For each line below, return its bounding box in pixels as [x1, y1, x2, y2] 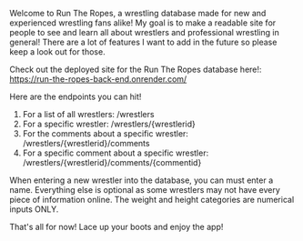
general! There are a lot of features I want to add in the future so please [9, 36, 278, 47]
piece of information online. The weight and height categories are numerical [9, 195, 295, 205]
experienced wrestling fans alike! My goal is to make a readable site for [9, 17, 277, 28]
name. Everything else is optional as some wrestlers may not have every [9, 185, 280, 195]
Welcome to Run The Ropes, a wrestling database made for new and [9, 8, 267, 18]
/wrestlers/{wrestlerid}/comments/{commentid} [22, 157, 202, 167]
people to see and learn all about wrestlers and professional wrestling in [9, 27, 279, 37]
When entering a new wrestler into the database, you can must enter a [9, 175, 274, 186]
